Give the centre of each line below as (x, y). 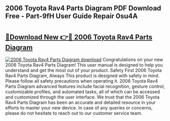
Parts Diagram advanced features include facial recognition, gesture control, (85, 86)
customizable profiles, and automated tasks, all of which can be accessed (82, 92)
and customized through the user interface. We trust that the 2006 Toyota (82, 97)
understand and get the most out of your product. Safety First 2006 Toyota (83, 70)
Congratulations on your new (133, 59)
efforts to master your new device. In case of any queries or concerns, (79, 108)
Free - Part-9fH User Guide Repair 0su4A (72, 16)
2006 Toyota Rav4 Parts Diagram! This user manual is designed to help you (84, 65)
